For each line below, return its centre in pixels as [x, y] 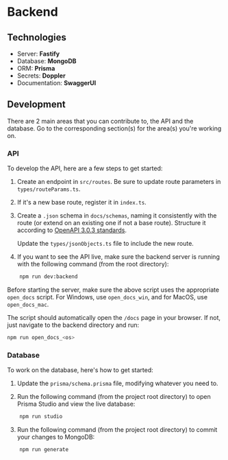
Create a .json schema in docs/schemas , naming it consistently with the [117, 216]
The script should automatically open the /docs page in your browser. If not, [114, 317]
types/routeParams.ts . [49, 189]
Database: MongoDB [47, 61]
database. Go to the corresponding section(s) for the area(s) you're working [114, 128]
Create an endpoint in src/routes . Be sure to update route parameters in [119, 182]
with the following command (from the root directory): [93, 264]
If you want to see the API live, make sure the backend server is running [118, 257]
